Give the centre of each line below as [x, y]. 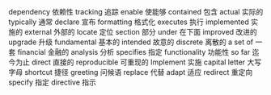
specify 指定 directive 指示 [53, 82]
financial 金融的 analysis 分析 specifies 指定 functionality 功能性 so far [134, 52]
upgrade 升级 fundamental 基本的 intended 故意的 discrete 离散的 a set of [131, 42]
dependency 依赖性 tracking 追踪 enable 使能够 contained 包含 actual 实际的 [136, 12]
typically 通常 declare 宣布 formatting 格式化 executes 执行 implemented [129, 22]
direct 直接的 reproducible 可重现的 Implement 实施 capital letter [138, 62]
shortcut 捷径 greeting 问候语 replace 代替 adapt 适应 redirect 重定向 [138, 72]
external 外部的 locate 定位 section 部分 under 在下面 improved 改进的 [140, 32]
